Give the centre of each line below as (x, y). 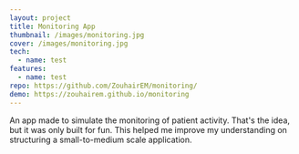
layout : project (40, 18)
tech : (20, 52)
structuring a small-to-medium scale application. (101, 139)
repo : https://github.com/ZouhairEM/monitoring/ (103, 86)
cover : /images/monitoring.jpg (69, 43)
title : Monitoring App (52, 26)
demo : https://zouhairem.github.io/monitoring (99, 94)
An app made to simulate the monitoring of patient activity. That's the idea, (149, 120)
